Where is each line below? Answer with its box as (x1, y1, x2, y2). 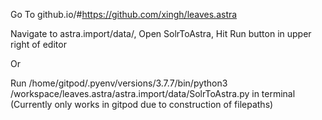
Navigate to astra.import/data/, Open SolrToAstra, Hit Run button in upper (10, 28, 312, 39)
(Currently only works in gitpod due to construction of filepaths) (10, 99, 274, 110)
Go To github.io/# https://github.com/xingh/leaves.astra (10, 9, 238, 20)
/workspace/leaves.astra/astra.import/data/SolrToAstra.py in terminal (10, 88, 296, 99)
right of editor (10, 39, 67, 50)
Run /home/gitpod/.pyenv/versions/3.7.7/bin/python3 (10, 77, 228, 89)
